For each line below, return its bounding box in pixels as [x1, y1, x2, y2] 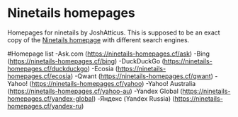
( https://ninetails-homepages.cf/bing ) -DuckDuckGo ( [7, 56, 164, 65]
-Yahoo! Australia [145, 79, 196, 87]
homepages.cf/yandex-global [7, 94, 94, 103]
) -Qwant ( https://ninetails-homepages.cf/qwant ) [70, 72, 214, 80]
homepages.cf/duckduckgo [7, 64, 88, 73]
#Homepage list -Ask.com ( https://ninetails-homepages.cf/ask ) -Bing [7, 49, 210, 58]
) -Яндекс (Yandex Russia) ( [93, 94, 175, 103]
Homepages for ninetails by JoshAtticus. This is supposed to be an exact [7, 28, 221, 37]
